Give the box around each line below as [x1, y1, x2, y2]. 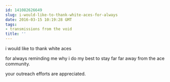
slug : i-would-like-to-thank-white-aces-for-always [5, 12, 118, 17]
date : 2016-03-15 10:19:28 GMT [5, 17, 72, 22]
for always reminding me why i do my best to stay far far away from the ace [5, 55, 165, 61]
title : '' [5, 31, 27, 36]
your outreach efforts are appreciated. [5, 71, 86, 77]
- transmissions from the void [5, 27, 72, 32]
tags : [5, 22, 17, 27]
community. [5, 61, 30, 67]
